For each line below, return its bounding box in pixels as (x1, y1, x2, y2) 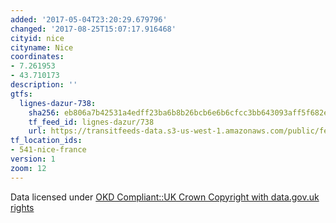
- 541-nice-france (10, 145, 87, 155)
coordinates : (10, 52, 65, 62)
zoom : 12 (10, 163, 47, 173)
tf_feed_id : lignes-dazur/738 (28, 117, 155, 127)
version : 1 (10, 154, 56, 164)
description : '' (10, 80, 78, 90)
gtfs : (10, 89, 33, 99)
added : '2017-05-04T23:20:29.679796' (10, 14, 168, 25)
